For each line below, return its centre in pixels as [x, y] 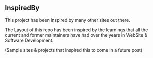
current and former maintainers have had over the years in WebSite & [76, 35]
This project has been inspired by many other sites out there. [68, 20]
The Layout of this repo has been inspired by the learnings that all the [76, 30]
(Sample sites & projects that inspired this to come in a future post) [74, 50]
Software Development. [29, 40]
